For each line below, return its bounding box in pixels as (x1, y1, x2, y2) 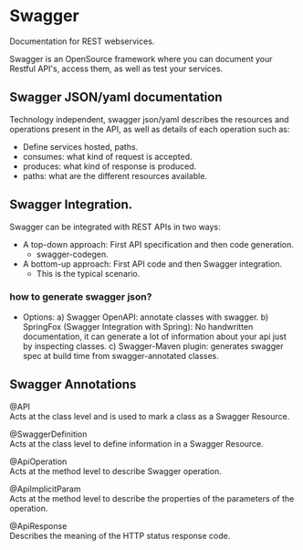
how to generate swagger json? (9, 291, 152, 303)
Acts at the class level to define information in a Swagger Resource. (9, 438, 265, 449)
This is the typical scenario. (36, 268, 141, 279)
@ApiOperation (9, 456, 68, 467)
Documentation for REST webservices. (9, 36, 155, 47)
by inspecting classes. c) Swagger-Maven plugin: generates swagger (22, 340, 284, 352)
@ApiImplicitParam (9, 483, 81, 494)
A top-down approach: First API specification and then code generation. (22, 238, 295, 249)
